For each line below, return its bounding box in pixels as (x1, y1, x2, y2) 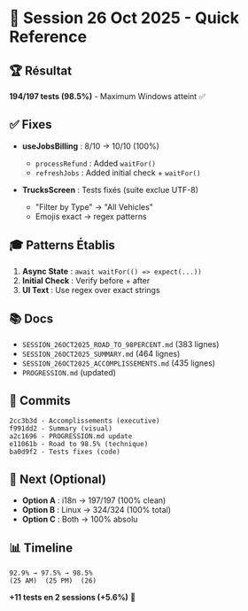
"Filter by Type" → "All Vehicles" (35, 201, 153, 212)
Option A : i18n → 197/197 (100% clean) (21, 495, 167, 506)
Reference (9, 27, 87, 47)
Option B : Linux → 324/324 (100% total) (21, 505, 171, 515)
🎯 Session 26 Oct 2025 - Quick (9, 8, 240, 28)
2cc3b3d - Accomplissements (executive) (9, 416, 161, 426)
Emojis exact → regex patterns (35, 211, 148, 221)
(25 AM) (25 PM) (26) (9, 576, 97, 585)
